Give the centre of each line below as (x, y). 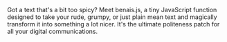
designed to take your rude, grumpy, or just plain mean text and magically (112, 17)
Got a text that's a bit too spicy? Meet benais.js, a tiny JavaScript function (112, 10)
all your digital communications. (53, 31)
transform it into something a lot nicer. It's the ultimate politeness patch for (113, 24)
